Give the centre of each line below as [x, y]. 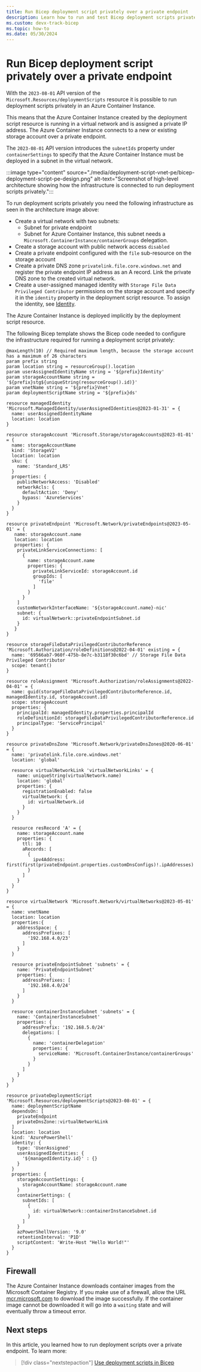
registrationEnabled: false [57, 792]
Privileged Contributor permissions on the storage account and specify [105, 291]
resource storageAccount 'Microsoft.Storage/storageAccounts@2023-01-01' [100, 435]
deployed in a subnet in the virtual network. [60, 161]
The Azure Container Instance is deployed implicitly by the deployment [94, 316]
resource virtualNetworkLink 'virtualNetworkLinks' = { [83, 771]
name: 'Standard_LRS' [44, 466]
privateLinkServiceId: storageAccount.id [85, 571]
